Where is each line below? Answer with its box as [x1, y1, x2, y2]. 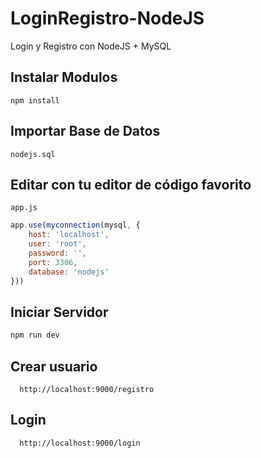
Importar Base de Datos [10, 123, 161, 140]
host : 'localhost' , [28, 230, 110, 240]
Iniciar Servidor [10, 303, 109, 321]
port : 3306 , [28, 257, 78, 267]
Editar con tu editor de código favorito [10, 176, 252, 193]
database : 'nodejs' [28, 267, 110, 277]
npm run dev [10, 330, 60, 341]
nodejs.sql [10, 149, 56, 159]
